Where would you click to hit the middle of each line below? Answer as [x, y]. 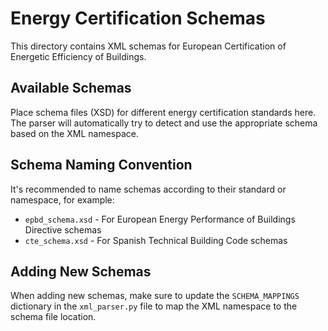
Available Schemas [71, 88]
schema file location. [53, 317]
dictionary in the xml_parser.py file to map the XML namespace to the [154, 306]
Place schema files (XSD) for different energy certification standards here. [163, 112]
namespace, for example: [62, 199]
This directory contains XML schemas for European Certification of [148, 46]
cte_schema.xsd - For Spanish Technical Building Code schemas [156, 240]
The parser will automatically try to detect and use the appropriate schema [164, 123]
